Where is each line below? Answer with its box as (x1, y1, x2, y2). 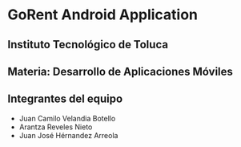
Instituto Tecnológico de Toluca (7, 38, 169, 51)
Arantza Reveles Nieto (18, 122, 93, 132)
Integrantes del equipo (7, 92, 123, 106)
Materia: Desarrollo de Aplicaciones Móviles (7, 64, 234, 78)
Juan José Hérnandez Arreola (18, 130, 118, 140)
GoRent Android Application (7, 6, 198, 24)
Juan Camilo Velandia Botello (18, 113, 116, 123)
